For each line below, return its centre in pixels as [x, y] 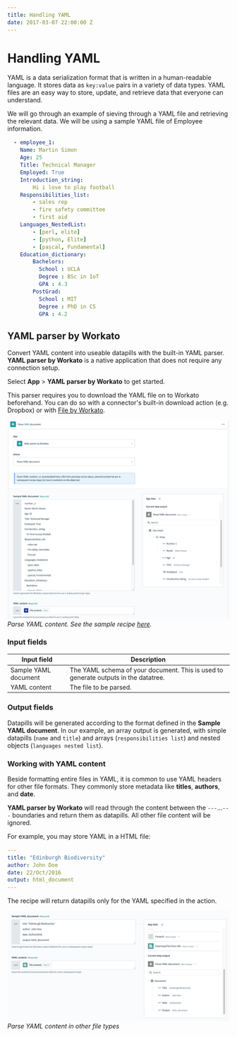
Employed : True [42, 172]
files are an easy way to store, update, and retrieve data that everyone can [115, 92]
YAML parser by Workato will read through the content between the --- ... [115, 808]
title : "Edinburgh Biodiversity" [56, 858]
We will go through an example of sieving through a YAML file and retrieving [118, 114]
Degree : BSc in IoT [69, 277]
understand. [25, 100]
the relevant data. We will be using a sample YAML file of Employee [105, 121]
